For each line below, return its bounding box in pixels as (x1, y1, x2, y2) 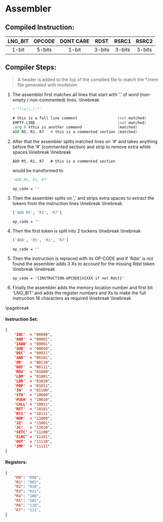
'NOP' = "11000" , (14, 416, 52, 421)
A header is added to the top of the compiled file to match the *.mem (17, 76, 159, 83)
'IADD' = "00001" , (14, 341, 52, 346)
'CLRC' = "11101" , (14, 434, 52, 439)
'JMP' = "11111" (14, 443, 50, 448)
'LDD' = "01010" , (14, 378, 52, 383)
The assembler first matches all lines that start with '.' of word (12, 91, 139, 98)
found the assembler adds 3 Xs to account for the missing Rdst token (12, 261, 155, 267)
